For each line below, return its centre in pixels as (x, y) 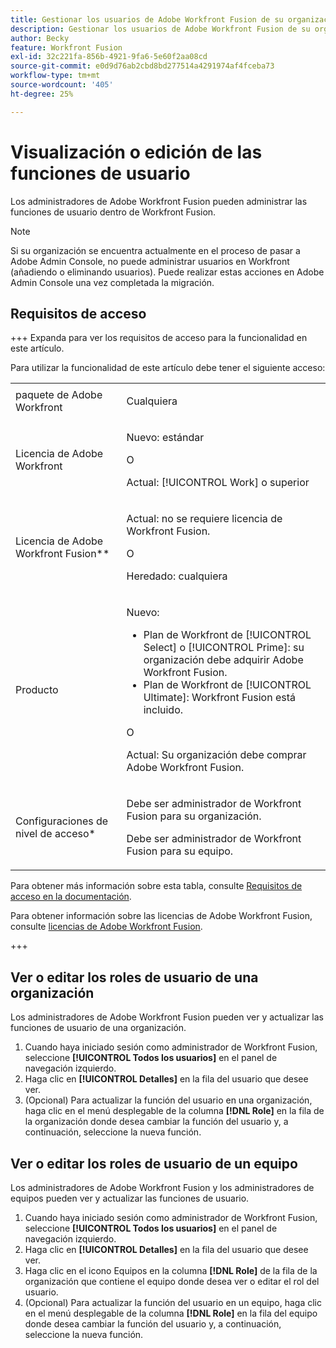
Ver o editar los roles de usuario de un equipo (154, 1163)
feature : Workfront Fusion (66, 47)
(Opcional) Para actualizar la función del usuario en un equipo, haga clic (173, 1302)
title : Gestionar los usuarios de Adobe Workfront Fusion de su (147, 19)
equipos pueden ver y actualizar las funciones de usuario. (130, 1198)
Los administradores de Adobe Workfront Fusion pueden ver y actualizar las (167, 1017)
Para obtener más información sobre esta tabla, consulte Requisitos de (156, 886)
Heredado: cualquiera (177, 576)
